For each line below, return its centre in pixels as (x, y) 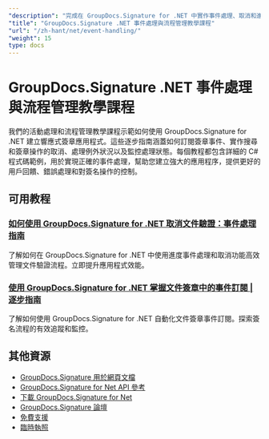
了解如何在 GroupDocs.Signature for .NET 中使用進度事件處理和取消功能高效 (134, 255)
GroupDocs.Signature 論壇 (64, 407)
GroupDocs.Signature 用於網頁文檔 (78, 377)
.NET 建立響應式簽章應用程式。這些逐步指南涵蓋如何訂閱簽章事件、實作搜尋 (133, 142)
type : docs (26, 46)
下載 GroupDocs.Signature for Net (76, 397)
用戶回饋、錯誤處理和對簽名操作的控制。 (75, 171)
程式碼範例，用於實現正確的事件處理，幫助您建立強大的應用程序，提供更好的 (134, 162)
